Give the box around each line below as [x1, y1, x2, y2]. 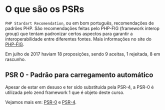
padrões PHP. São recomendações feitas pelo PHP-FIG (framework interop [5, 25, 160, 31]
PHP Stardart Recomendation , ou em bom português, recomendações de [5, 20, 154, 26]
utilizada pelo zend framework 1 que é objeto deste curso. [5, 89, 125, 95]
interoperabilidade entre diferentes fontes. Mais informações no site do [5, 36, 151, 42]
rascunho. [5, 56, 26, 62]
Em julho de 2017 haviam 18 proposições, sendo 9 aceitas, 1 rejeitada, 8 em [5, 51, 160, 57]
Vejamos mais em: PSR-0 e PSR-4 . [5, 99, 76, 105]
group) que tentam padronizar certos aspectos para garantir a [5, 30, 133, 36]
